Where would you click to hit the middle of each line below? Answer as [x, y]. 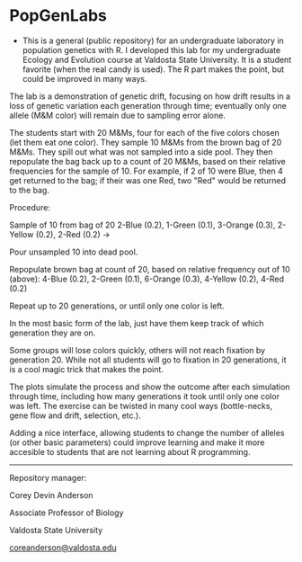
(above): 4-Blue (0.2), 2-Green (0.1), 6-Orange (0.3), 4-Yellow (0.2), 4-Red [147, 279]
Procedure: [30, 207]
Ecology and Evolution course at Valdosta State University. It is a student [157, 59]
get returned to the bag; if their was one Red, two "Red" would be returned [147, 180]
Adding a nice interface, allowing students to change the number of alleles [147, 433]
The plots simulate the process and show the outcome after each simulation [150, 387]
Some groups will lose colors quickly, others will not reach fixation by [138, 350]
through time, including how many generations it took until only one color [145, 396]
